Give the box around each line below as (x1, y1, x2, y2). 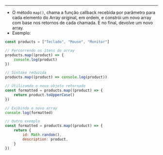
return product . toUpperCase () (14, 92, 75, 97)
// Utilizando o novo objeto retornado (5, 84, 86, 88)
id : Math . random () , (22, 132, 62, 137)
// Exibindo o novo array (5, 106, 57, 111)
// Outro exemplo (5, 119, 40, 124)
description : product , (22, 137, 68, 141)
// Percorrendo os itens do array (5, 48, 75, 53)
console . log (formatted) (5, 110, 53, 115)
